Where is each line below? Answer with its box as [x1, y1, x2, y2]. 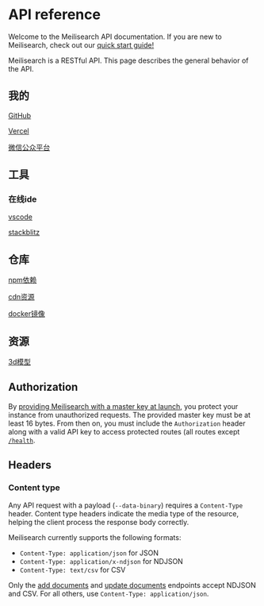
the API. [8, 64, 34, 73]
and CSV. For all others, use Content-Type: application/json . [8, 589, 209, 598]
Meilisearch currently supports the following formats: [8, 532, 182, 542]
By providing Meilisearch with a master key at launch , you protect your [8, 401, 239, 411]
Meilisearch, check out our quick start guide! [8, 40, 155, 49]
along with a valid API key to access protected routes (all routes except [8, 427, 240, 436]
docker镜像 [8, 309, 45, 318]
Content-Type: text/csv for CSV [19, 565, 126, 574]
